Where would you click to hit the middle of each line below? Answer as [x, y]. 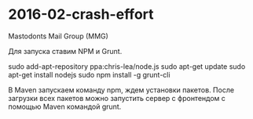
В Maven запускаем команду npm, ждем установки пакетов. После [121, 90]
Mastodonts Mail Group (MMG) [58, 36]
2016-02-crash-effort [81, 14]
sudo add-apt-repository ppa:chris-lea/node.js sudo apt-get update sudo [127, 66]
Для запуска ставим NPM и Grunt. [65, 51]
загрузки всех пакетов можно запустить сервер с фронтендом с [117, 98]
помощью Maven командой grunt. [65, 106]
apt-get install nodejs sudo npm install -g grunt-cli [89, 74]
